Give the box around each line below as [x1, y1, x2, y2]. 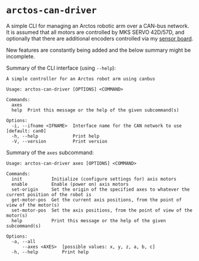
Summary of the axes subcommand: [6, 148, 94, 156]
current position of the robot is [6, 191, 92, 198]
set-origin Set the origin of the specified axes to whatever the [11, 187, 190, 192]
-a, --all [11, 238, 36, 244]
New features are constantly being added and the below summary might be [6, 46, 191, 54]
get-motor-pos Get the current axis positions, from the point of [11, 197, 182, 203]
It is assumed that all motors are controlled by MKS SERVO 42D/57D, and [6, 29, 185, 36]
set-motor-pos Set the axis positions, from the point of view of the [11, 207, 193, 213]
